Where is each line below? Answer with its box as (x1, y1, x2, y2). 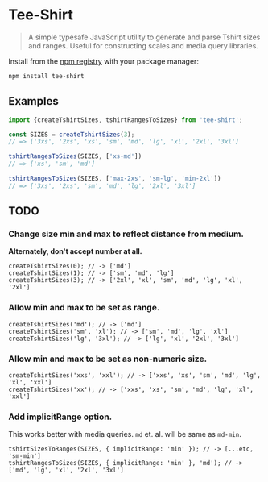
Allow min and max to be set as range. (8, 302, 160, 314)
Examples (8, 94, 59, 108)
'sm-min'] (8, 452, 42, 460)
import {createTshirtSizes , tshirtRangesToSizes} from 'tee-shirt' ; (8, 115, 243, 124)
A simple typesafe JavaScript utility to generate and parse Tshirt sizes (27, 32, 261, 42)
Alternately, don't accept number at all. (8, 247, 142, 256)
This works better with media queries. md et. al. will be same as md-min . (8, 430, 241, 439)
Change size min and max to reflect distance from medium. (8, 228, 244, 239)
